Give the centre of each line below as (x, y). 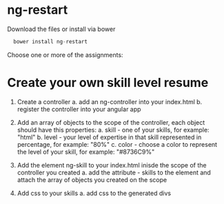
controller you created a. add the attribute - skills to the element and (114, 172)
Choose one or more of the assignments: (65, 54)
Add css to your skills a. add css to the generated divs (94, 193)
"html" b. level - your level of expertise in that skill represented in (109, 137)
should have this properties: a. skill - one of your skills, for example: (113, 130)
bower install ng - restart (51, 41)
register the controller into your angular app (79, 109)
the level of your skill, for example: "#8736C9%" (86, 152)
